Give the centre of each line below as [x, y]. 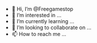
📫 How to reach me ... [39, 34]
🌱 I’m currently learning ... [43, 21]
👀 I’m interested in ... [36, 15]
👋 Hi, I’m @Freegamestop [42, 9]
